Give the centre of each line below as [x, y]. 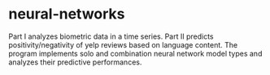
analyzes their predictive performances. [75, 62]
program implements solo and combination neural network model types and [135, 53]
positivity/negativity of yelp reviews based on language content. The [123, 44]
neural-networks [67, 14]
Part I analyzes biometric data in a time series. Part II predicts [111, 36]
